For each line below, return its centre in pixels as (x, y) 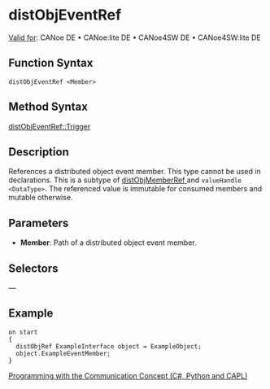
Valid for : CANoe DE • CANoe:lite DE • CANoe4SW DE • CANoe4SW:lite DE (135, 37)
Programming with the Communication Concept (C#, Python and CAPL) (128, 375)
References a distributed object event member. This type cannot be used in (135, 172)
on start (23, 332)
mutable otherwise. (41, 198)
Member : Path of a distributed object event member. (108, 243)
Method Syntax (48, 107)
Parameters (39, 223)
